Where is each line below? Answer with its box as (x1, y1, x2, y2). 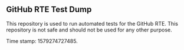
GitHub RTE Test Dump (6, 5, 92, 15)
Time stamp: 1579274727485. (6, 37, 78, 44)
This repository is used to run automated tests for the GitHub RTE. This (6, 20, 179, 27)
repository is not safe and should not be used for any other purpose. (6, 26, 172, 33)
